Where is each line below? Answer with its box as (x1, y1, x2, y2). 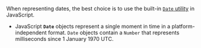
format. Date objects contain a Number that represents (48, 29, 180, 36)
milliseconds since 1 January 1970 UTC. (14, 36, 113, 42)
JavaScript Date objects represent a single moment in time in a (14, 23, 171, 30)
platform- (171, 23, 195, 30)
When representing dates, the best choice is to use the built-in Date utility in (6, 5, 195, 12)
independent (14, 29, 47, 36)
